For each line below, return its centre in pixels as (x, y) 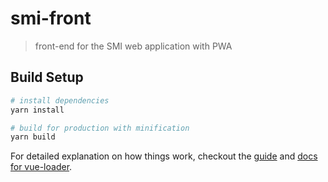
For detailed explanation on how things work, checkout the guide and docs (164, 156)
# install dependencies (60, 100)
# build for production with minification (100, 128)
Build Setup (47, 77)
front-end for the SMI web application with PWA (133, 46)
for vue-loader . (41, 167)
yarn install (37, 110)
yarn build (33, 137)
